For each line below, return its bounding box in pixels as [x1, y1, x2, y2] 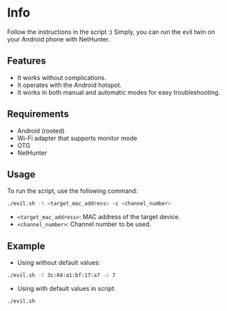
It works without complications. [17, 73, 107, 82]
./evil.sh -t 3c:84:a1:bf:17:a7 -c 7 [7, 272, 116, 279]
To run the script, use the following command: [7, 187, 138, 195]
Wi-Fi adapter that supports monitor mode [17, 133, 138, 142]
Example [7, 240, 46, 252]
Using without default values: [17, 258, 101, 267]
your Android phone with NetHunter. [7, 35, 110, 43]
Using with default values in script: [17, 284, 116, 292]
